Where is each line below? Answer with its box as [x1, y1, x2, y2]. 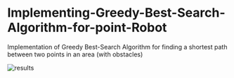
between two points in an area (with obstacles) [7, 50, 143, 58]
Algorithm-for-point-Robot [7, 19, 167, 36]
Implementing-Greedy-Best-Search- [7, 5, 226, 21]
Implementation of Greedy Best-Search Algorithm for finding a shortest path [7, 42, 228, 51]
